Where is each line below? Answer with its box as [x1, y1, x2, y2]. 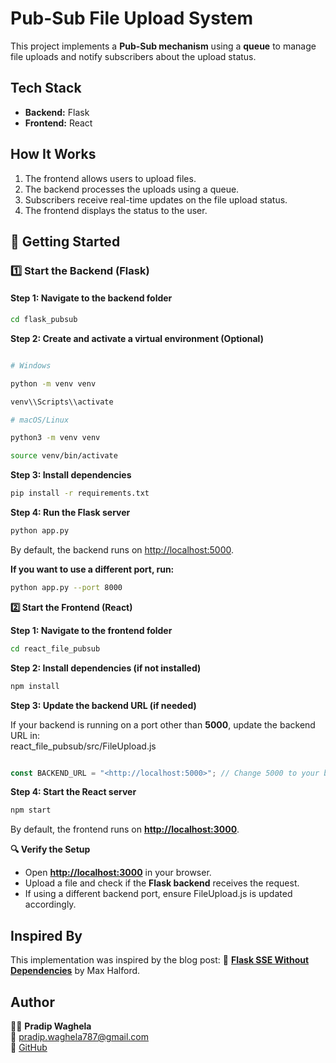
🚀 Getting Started [10, 233, 121, 250]
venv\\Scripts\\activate [10, 397, 114, 407]
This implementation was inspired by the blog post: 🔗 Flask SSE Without [10, 954, 310, 966]
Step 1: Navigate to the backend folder [10, 292, 173, 304]
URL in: [10, 729, 40, 741]
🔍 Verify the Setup [10, 843, 91, 856]
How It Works [10, 146, 97, 163]
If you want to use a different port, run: [10, 563, 175, 575]
